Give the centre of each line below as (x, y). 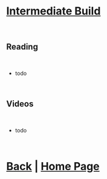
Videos (20, 104)
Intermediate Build (53, 11)
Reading (22, 47)
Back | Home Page (53, 166)
